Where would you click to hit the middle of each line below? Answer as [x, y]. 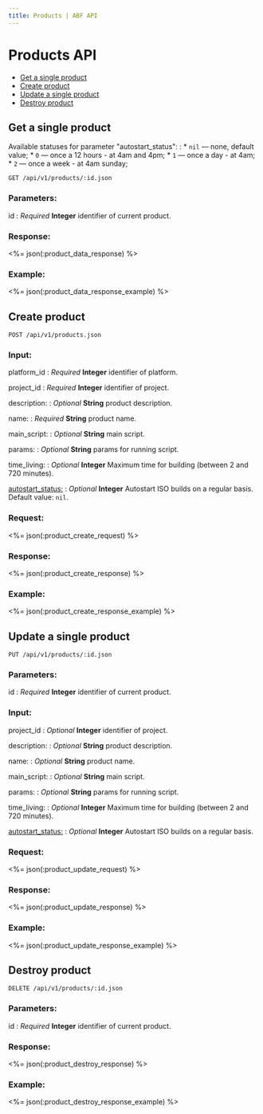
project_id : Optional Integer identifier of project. [88, 730]
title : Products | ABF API [53, 16]
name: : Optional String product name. [72, 761]
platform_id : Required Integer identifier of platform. [93, 372]
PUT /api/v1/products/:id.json [60, 655]
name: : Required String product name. [73, 418]
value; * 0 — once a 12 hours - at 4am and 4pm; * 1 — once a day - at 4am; [132, 155]
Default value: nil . [39, 497]
